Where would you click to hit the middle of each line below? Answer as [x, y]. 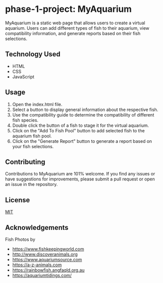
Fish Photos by [20, 239]
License [18, 200]
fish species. [25, 120]
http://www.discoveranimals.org [45, 254]
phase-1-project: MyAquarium [68, 9]
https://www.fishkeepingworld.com [48, 249]
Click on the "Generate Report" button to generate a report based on [82, 141]
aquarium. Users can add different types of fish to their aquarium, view [77, 28]
